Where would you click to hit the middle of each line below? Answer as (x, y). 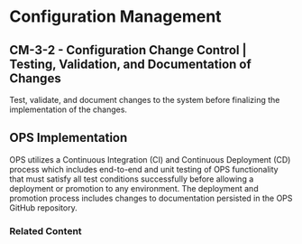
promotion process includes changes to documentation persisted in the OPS (151, 198)
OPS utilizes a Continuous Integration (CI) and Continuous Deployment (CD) (150, 159)
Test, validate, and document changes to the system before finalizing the (145, 100)
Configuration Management (116, 17)
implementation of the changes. (69, 109)
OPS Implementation (69, 138)
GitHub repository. (44, 207)
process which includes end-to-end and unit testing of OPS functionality (144, 169)
